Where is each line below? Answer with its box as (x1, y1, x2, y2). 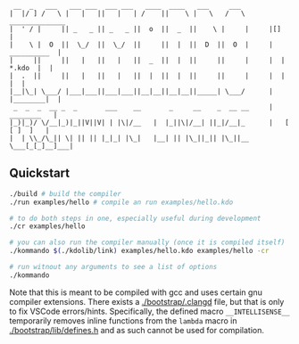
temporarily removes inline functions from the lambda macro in (9, 315, 238, 326)
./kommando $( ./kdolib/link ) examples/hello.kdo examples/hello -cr (9, 247, 270, 256)
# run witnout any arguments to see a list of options (9, 263, 218, 272)
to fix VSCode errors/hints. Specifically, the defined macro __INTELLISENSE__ (9, 306, 290, 316)
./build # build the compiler (9, 189, 122, 198)
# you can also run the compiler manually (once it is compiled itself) (9, 238, 286, 247)
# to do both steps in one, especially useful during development (9, 214, 262, 223)
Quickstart (9, 166, 71, 181)
